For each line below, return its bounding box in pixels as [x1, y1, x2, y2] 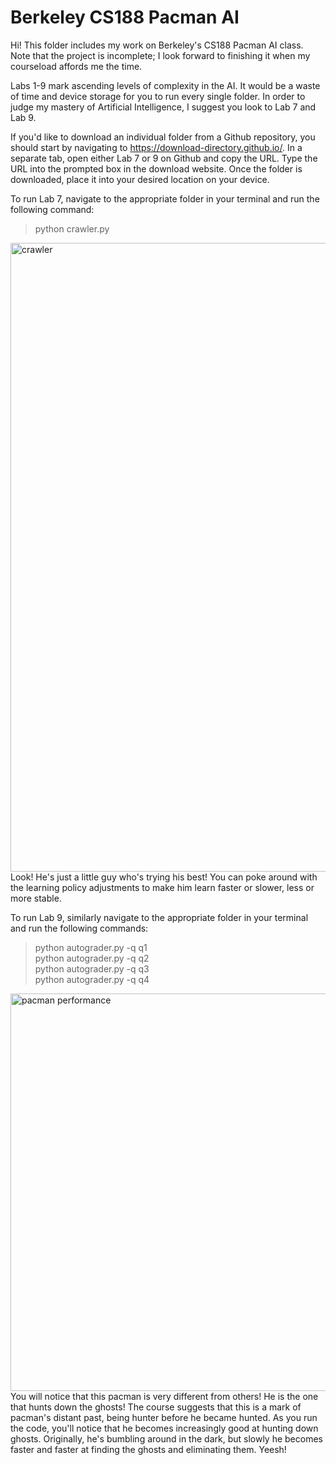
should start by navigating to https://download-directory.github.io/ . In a [10, 141, 303, 153]
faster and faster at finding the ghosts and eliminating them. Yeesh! [10, 1443, 287, 1455]
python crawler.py [34, 222, 110, 235]
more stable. [10, 892, 62, 904]
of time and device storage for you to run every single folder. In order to [10, 90, 306, 102]
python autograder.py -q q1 [34, 941, 148, 953]
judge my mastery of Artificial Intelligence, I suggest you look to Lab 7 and [10, 101, 317, 113]
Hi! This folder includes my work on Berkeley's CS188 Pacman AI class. [10, 39, 304, 51]
